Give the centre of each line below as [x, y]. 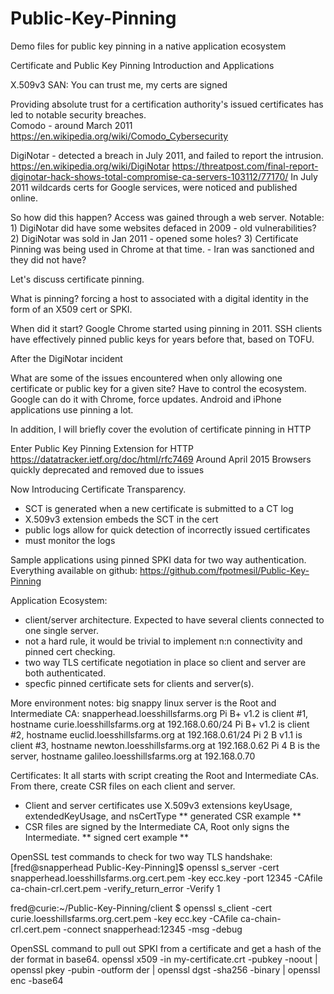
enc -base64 [37, 980]
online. [24, 198]
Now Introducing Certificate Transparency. [98, 489]
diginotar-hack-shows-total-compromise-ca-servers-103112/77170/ [149, 176]
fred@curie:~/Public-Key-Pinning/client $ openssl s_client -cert [141, 908]
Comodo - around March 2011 [71, 125]
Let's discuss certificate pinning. [77, 279]
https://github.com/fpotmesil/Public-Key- [224, 570]
